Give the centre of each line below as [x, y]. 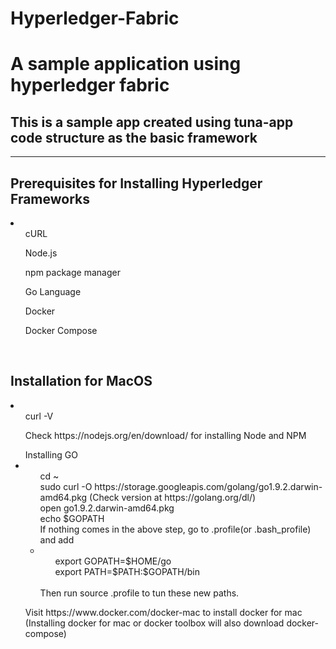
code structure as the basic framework [134, 137]
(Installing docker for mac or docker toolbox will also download [154, 623]
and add [57, 539]
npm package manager [72, 272]
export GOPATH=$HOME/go [113, 561]
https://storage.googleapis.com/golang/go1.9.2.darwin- [208, 486]
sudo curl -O [66, 486]
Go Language [53, 291]
